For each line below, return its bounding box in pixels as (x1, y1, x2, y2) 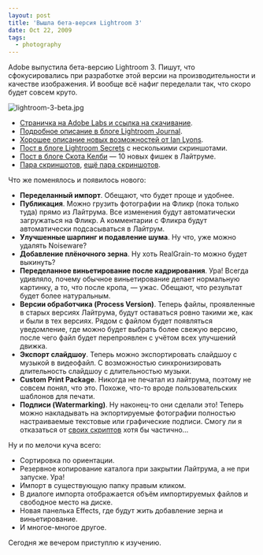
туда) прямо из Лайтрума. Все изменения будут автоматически (19, 207, 235, 217)
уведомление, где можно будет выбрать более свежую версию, (19, 325, 238, 334)
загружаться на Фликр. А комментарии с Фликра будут (19, 216, 207, 225)
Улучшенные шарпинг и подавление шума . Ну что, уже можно (19, 233, 237, 242)
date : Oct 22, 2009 (8, 26, 72, 34)
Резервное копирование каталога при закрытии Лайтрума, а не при (19, 464, 250, 474)
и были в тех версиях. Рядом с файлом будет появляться (19, 316, 213, 326)
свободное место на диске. (19, 497, 113, 507)
